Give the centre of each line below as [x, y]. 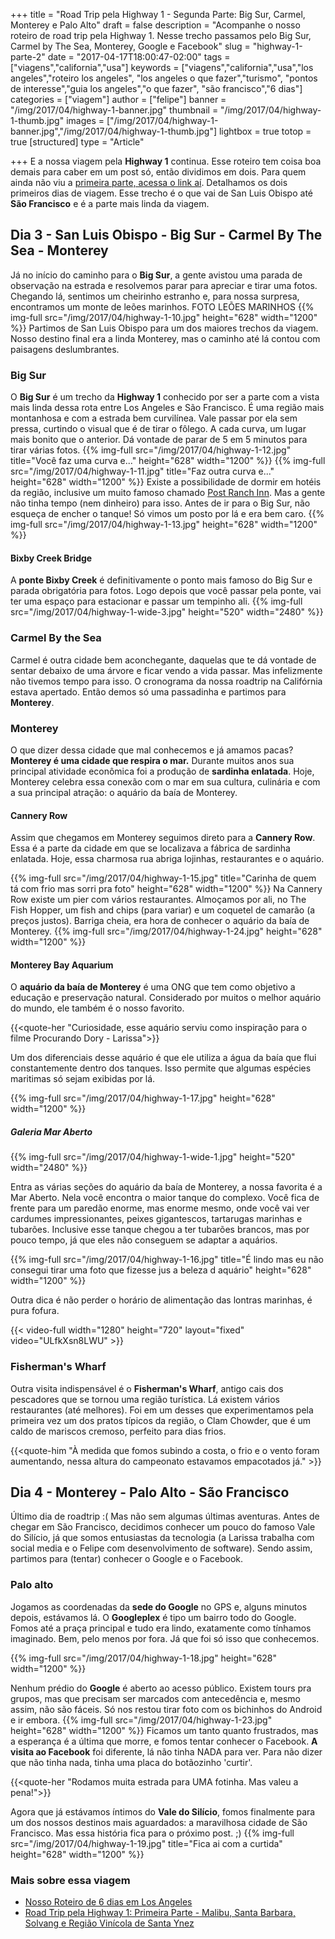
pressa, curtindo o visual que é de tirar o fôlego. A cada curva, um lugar [158, 429]
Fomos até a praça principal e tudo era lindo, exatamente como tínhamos [161, 1628]
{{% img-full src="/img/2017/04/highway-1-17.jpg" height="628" [143, 1098]
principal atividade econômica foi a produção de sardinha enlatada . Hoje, [162, 771]
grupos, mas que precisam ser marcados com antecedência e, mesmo [155, 1698]
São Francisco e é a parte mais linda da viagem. [110, 203]
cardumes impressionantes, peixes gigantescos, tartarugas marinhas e [156, 1219]
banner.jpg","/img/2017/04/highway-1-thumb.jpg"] [114, 131]
